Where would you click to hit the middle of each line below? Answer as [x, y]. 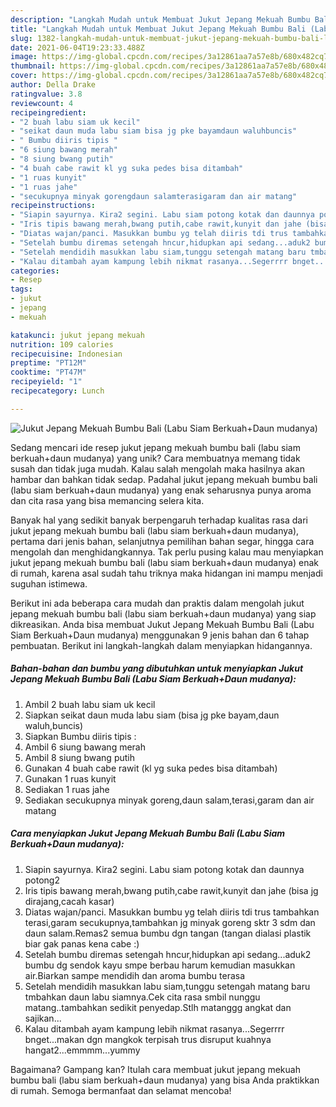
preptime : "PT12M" [48, 363]
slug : [21, 38]
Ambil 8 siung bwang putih [79, 757]
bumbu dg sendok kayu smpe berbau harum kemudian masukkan [160, 965]
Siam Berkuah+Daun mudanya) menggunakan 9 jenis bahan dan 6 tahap [160, 635]
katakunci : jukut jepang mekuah [77, 335]
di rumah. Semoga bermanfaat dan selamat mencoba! [121, 1090]
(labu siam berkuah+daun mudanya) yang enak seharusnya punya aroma [161, 490]
